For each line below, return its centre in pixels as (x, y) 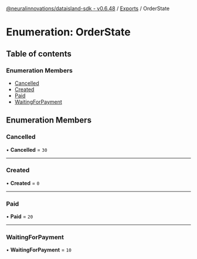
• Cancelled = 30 (27, 149)
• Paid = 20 (20, 217)
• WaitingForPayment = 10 (39, 250)
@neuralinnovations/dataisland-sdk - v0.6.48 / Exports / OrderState (88, 8)
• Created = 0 (23, 183)
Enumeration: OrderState (68, 32)
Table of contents (39, 54)
